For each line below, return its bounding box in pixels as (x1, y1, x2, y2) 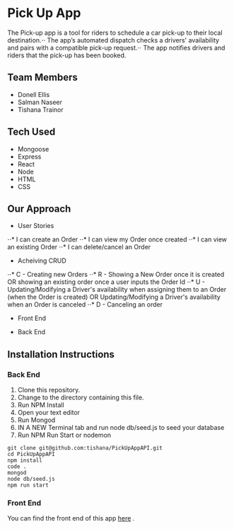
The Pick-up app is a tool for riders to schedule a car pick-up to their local (7, 28, 223, 37)
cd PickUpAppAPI (7, 451, 55, 458)
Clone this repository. (17, 386, 81, 394)
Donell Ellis (17, 90, 50, 98)
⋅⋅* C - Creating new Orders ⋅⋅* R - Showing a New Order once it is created (7, 271, 225, 279)
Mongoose (17, 144, 49, 153)
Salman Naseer (17, 98, 62, 106)
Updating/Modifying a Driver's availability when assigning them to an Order (7, 285, 227, 294)
